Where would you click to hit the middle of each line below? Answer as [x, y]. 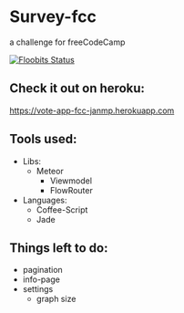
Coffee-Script [62, 209]
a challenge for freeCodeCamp [67, 42]
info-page [41, 279]
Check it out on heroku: [77, 89]
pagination [43, 270]
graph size [56, 299]
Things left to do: [59, 248]
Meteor [50, 171]
